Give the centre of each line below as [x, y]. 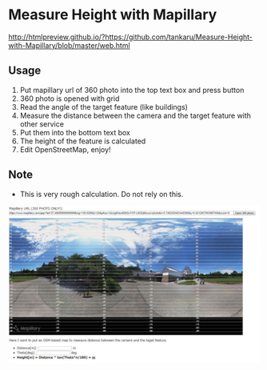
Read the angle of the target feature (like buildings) [104, 107]
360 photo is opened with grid [70, 99]
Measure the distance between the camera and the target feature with [135, 115]
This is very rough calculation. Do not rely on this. [102, 194]
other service [42, 124]
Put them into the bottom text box [75, 132]
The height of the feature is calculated [83, 141]
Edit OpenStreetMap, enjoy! [65, 149]
